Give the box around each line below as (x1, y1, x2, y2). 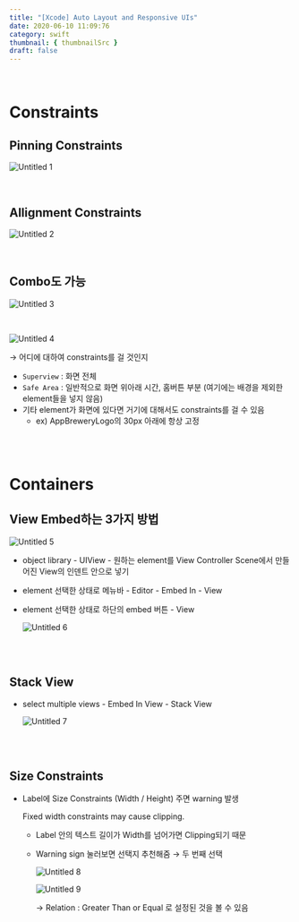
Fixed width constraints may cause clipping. (21, 811, 185, 822)
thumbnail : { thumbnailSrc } (9, 38, 118, 47)
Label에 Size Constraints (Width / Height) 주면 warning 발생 (21, 793, 239, 804)
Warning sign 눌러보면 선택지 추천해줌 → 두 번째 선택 (35, 849, 224, 859)
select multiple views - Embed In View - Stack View (21, 698, 213, 709)
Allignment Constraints (9, 205, 141, 220)
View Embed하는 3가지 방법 (9, 512, 159, 527)
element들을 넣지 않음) (21, 393, 104, 404)
